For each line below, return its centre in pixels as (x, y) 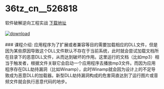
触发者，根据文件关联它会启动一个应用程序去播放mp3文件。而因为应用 (84, 63)
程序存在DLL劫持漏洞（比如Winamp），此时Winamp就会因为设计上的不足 (78, 69)
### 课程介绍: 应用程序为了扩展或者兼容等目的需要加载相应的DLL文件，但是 (82, 44)
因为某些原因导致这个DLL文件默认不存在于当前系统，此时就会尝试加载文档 (80, 51)
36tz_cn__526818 (41, 9)
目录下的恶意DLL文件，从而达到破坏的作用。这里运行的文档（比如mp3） (82, 57)
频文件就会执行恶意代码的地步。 (37, 81)
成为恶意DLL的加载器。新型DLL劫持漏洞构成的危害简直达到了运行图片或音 (83, 75)
